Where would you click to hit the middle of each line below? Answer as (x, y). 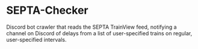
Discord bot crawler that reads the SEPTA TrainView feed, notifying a (91, 27)
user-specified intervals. (36, 39)
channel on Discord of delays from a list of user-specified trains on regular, (99, 33)
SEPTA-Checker (47, 10)
